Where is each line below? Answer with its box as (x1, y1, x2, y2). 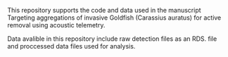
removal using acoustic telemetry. (7, 21, 106, 29)
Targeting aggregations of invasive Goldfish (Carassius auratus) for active (7, 13, 222, 22)
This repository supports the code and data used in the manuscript (7, 6, 202, 14)
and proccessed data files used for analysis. (7, 42, 136, 50)
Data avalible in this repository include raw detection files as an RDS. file (7, 34, 217, 43)
